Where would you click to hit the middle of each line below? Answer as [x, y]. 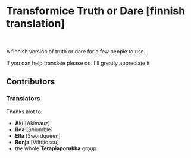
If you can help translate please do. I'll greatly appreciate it [78, 63]
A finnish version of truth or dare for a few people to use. [76, 51]
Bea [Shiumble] [34, 129]
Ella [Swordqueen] [37, 135]
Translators [23, 99]
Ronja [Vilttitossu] [37, 142]
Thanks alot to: [24, 112]
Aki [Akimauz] [32, 123]
